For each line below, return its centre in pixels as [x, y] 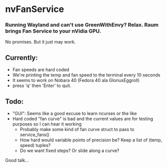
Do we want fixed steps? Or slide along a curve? [69, 150]
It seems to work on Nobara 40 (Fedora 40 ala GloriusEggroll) [76, 80]
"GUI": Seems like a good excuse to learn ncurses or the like [74, 113]
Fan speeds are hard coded [41, 70]
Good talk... [17, 160]
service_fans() [35, 135]
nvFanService [34, 9]
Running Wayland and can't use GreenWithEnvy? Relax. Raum [82, 25]
